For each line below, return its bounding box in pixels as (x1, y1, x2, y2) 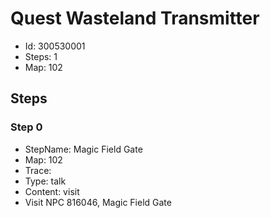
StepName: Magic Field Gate (24, 143, 143, 155)
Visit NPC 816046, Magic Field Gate (24, 196, 172, 208)
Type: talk (24, 175, 67, 187)
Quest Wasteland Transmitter (10, 7, 260, 30)
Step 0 (10, 120, 43, 134)
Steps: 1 (24, 50, 58, 62)
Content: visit (24, 185, 80, 197)
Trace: (24, 164, 52, 176)
